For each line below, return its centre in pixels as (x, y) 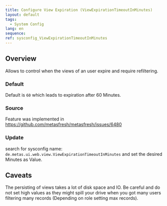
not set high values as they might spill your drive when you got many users (83, 193)
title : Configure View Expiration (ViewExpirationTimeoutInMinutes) (79, 10)
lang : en (14, 29)
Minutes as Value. (24, 159)
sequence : (16, 33)
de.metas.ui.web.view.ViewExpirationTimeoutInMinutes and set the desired (84, 154)
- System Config (27, 24)
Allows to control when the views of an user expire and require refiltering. (82, 71)
